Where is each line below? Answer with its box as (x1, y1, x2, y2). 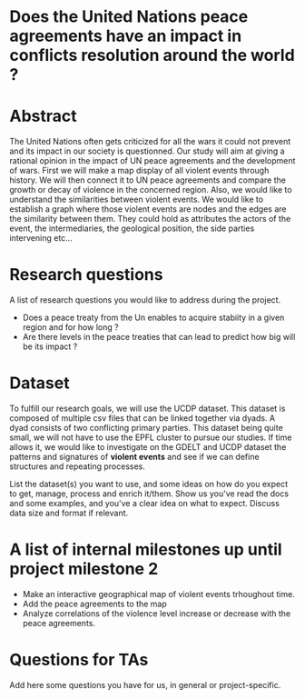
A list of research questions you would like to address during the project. (9, 295, 281, 305)
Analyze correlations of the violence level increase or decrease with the (22, 607, 291, 619)
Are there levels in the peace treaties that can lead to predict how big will (22, 332, 296, 343)
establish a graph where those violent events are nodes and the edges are (9, 204, 287, 215)
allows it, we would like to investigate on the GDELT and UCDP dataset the (9, 442, 287, 452)
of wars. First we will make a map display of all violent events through (9, 165, 270, 176)
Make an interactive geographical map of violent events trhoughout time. (22, 588, 295, 599)
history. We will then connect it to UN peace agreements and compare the (9, 175, 286, 185)
